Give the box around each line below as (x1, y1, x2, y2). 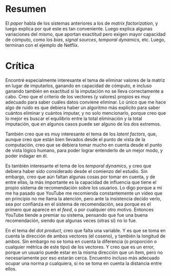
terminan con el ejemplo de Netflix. (5, 42, 79, 48)
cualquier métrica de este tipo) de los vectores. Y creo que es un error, (5, 244, 155, 250)
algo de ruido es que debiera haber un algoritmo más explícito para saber (5, 104, 160, 111)
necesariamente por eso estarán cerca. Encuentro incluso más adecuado (5, 254, 160, 261)
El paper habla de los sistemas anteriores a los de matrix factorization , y (5, 20, 158, 26)
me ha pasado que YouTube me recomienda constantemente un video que (5, 190, 163, 196)
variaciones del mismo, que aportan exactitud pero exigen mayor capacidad (5, 31, 166, 37)
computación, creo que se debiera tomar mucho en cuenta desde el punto (5, 142, 162, 148)
